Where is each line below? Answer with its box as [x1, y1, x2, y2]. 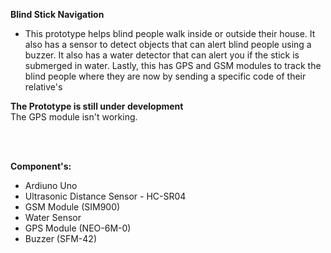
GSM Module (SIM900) [24, 201, 121, 213]
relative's [24, 81, 63, 93]
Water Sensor [24, 212, 82, 223]
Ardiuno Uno [24, 180, 78, 191]
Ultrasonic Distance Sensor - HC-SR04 [24, 190, 187, 202]
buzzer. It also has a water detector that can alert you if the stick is [24, 49, 300, 61]
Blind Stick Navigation [10, 9, 105, 20]
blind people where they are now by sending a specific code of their [24, 70, 307, 82]
